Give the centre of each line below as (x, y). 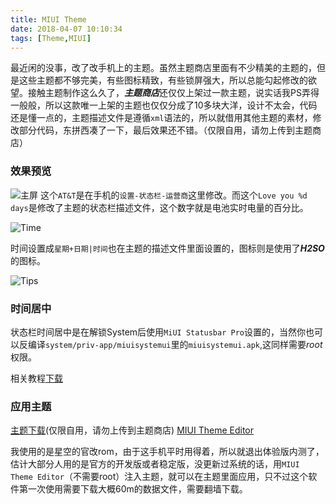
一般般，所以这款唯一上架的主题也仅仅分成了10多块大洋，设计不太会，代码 (164, 105)
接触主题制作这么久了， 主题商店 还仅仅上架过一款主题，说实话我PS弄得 (173, 93)
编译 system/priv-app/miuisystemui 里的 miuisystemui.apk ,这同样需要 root (175, 344)
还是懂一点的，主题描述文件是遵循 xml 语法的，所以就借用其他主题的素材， (161, 118)
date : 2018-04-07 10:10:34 (66, 29)
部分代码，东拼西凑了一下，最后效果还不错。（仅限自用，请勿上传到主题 (165, 130)
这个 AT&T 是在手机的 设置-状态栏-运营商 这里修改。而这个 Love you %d (173, 195)
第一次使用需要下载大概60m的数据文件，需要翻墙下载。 (133, 489)
